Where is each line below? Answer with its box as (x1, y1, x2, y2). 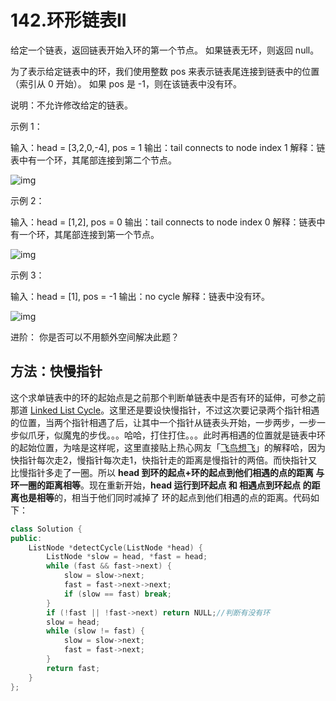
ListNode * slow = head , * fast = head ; (46, 552, 208, 562)
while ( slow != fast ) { (46, 626, 145, 636)
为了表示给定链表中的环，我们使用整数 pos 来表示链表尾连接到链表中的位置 (10, 65, 320, 77)
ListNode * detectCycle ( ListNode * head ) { (28, 542, 203, 553)
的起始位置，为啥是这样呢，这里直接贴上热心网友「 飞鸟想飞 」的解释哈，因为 (10, 441, 326, 453)
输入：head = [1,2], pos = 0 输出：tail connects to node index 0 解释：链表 (10, 216, 317, 228)
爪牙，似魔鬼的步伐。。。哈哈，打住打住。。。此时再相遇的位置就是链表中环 (27, 429, 326, 441)
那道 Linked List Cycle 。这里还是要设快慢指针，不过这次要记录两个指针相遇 (10, 404, 320, 416)
